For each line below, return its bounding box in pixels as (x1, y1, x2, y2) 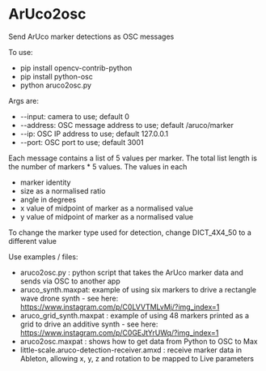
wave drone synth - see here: (19, 293, 119, 303)
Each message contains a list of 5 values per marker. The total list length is (8, 153, 257, 163)
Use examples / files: (8, 252, 78, 262)
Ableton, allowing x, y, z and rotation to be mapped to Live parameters (19, 353, 255, 363)
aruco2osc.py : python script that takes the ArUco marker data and (19, 267, 244, 277)
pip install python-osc (19, 71, 93, 81)
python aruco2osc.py (19, 80, 91, 90)
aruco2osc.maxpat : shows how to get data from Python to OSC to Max (19, 336, 258, 346)
